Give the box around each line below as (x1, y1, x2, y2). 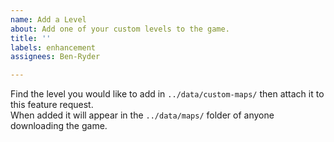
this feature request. (10, 99, 94, 111)
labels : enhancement (10, 42, 97, 53)
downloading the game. (10, 120, 108, 132)
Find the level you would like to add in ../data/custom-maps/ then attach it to (10, 88, 325, 100)
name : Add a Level (10, 14, 87, 25)
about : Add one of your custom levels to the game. (10, 24, 230, 34)
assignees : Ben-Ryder (10, 52, 101, 62)
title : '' (10, 33, 52, 43)
